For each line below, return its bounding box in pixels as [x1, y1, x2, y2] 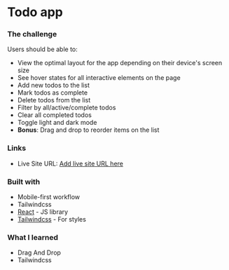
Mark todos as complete [17, 88, 88, 97]
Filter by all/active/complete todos [17, 103, 116, 112]
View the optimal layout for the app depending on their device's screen [17, 59, 223, 67]
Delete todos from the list [17, 96, 91, 104]
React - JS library [17, 208, 69, 216]
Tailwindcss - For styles [17, 215, 86, 224]
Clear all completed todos [17, 111, 92, 119]
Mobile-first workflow [17, 193, 81, 201]
